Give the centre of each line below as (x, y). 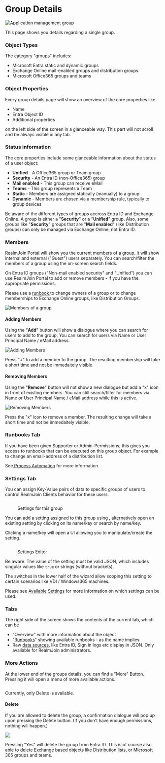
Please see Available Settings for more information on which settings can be (82, 591)
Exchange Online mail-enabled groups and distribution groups (75, 71)
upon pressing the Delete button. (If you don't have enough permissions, (79, 720)
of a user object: (22, 163)
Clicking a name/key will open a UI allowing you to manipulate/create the (79, 533)
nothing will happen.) (27, 725)
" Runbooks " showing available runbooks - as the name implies (76, 640)
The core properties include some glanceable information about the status (81, 158)
